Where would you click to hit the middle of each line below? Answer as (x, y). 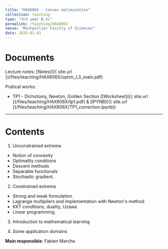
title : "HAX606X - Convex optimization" (48, 10)
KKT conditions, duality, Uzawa (45, 206)
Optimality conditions (34, 160)
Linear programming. (34, 212)
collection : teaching (28, 14)
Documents (30, 58)
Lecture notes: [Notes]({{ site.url (39, 71)
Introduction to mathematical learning (51, 221)
